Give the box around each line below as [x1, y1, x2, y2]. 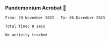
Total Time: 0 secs [5, 24, 46, 29]
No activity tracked [5, 33, 48, 38]
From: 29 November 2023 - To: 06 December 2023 [5, 16, 106, 21]
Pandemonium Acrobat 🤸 [5, 4, 67, 11]
